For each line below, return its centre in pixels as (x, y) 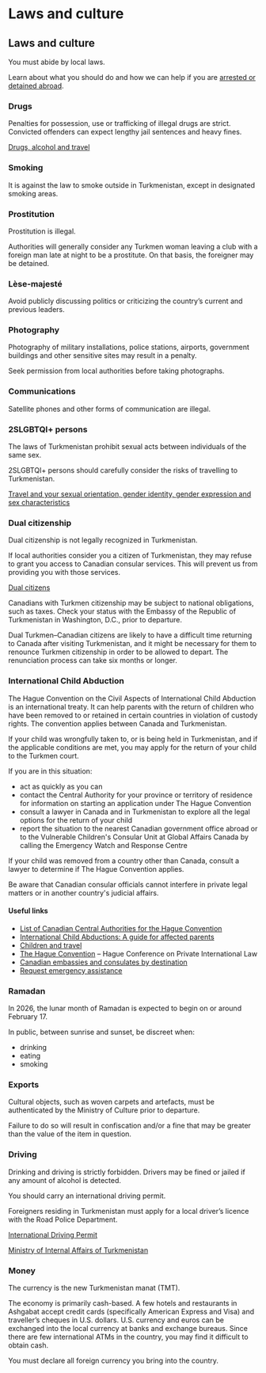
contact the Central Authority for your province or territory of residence (136, 795)
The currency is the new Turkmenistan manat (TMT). (94, 1288)
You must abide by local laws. (57, 62)
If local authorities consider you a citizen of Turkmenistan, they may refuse (130, 556)
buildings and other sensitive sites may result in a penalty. (103, 356)
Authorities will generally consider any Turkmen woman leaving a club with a (133, 246)
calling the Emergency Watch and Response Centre (103, 845)
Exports (24, 1085)
